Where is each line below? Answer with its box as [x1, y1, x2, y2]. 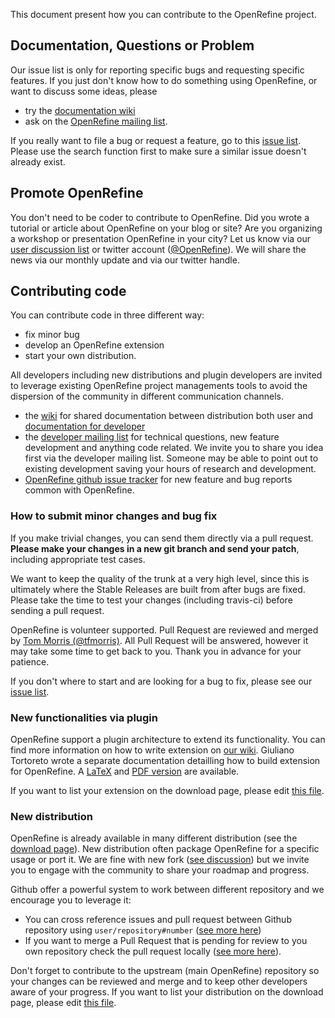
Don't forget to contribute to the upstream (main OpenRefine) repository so [10, 965, 320, 977]
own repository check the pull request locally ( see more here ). [24, 945, 282, 958]
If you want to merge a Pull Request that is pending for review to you [24, 935, 308, 947]
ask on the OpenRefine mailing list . [24, 115, 168, 127]
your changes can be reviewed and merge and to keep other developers [10, 975, 308, 988]
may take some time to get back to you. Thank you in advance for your [10, 645, 302, 657]
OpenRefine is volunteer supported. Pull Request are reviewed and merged [10, 624, 319, 636]
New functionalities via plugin [10, 710, 158, 724]
